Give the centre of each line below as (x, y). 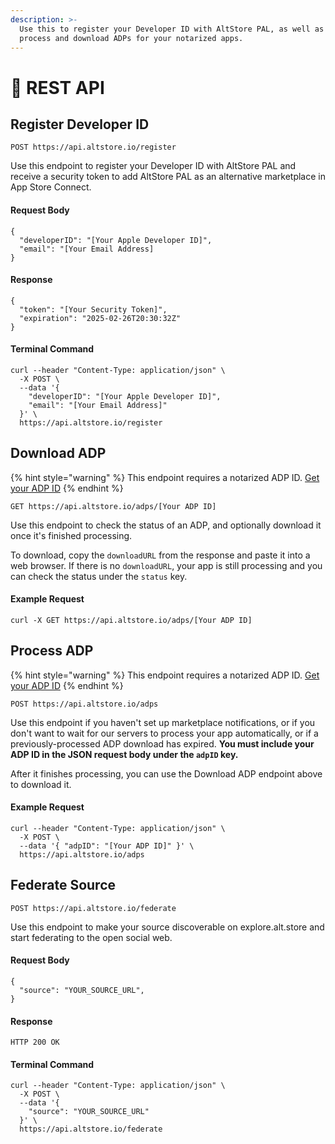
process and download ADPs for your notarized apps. (131, 38)
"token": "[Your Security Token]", (93, 309)
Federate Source (63, 885)
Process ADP (52, 651)
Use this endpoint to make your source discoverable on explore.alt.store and (167, 927)
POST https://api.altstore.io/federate (93, 908)
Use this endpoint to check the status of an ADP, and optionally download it (166, 525)
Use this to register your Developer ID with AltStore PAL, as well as (172, 29)
